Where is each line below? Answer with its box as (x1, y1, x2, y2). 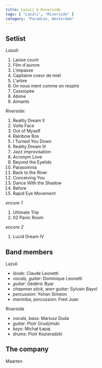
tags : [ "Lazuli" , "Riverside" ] (5, 12, 74, 17)
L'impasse (12, 67, 33, 74)
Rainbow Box (12, 133, 40, 139)
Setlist (5, 34, 26, 43)
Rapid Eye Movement (12, 191, 56, 196)
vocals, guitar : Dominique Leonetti (12, 275, 82, 281)
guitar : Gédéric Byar (12, 281, 54, 287)
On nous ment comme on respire (12, 83, 79, 89)
